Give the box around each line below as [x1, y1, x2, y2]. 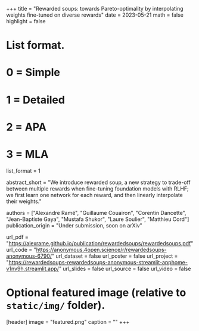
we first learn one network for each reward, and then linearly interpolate [6, 191, 184, 198]
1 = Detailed [6, 93, 66, 107]
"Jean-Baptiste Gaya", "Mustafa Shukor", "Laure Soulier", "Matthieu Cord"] [6, 216, 189, 223]
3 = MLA [6, 147, 49, 161]
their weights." [6, 198, 42, 205]
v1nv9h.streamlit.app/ [6, 265, 60, 272]
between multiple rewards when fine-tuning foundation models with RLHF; [6, 185, 189, 192]
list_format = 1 [6, 167, 41, 174]
